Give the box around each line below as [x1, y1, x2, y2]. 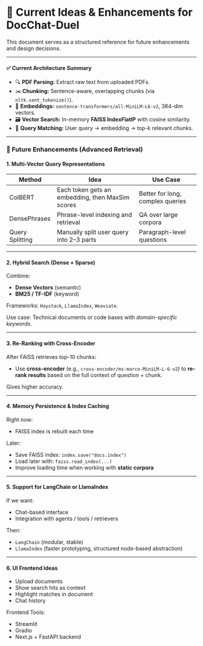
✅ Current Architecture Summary [6, 64, 92, 71]
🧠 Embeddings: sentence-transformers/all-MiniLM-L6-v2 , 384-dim [14, 103, 183, 110]
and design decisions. [6, 45, 61, 52]
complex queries [138, 197, 187, 205]
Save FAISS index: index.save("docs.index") [14, 451, 127, 458]
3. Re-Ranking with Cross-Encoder [6, 340, 95, 347]
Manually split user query [57, 228, 129, 236]
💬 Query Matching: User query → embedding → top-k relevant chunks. [14, 124, 193, 132]
